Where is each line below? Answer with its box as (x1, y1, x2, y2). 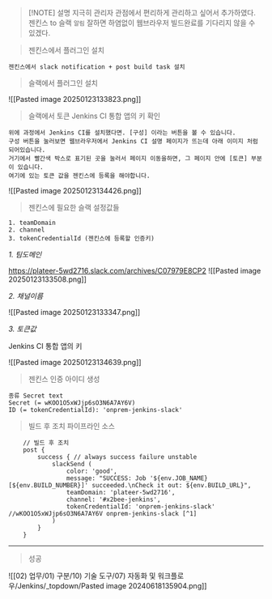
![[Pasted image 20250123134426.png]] (8, 186, 142, 195)
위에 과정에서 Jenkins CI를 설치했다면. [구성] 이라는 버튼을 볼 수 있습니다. (8, 129, 236, 137)
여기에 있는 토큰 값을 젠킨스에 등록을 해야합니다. (8, 172, 151, 180)
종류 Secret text (8, 392, 63, 400)
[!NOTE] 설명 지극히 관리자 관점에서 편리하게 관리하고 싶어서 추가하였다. (28, 8, 257, 17)
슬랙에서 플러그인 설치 (28, 79, 99, 87)
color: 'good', (66, 467, 117, 475)
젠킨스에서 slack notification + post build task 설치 (8, 63, 185, 71)
